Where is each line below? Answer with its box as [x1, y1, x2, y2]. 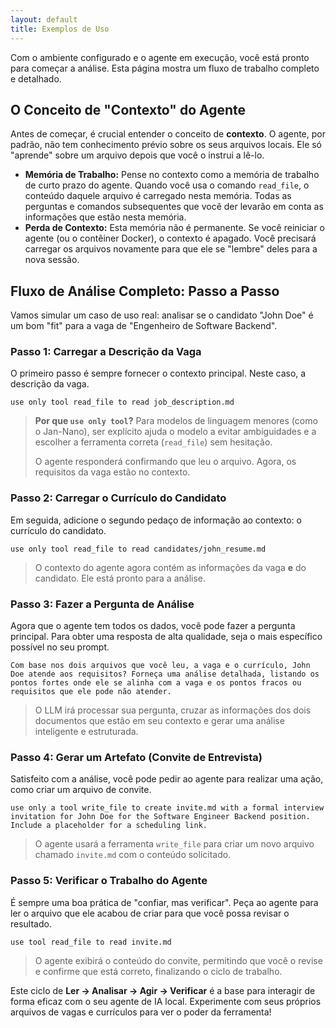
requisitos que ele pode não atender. [10, 687, 172, 697]
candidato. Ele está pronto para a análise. [34, 572, 207, 584]
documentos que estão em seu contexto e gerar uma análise [34, 715, 285, 727]
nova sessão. [24, 254, 80, 266]
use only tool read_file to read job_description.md [10, 397, 235, 408]
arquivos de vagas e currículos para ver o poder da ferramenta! [10, 1006, 272, 1018]
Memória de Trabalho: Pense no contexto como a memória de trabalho [24, 169, 320, 181]
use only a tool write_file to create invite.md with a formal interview [10, 803, 325, 813]
